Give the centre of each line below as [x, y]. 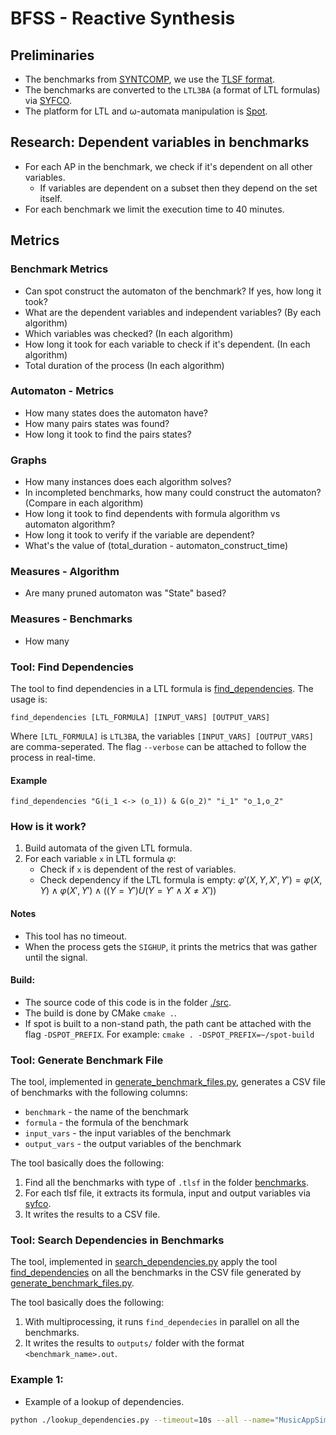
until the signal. [56, 957]
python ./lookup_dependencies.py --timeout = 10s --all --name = [142, 1420]
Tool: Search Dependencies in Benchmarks [117, 1240]
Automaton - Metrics [62, 391]
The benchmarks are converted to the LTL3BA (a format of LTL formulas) [172, 90]
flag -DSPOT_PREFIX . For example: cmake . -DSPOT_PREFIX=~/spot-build [169, 1034]
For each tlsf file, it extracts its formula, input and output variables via [167, 1193]
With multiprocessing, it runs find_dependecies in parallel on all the [162, 1322]
